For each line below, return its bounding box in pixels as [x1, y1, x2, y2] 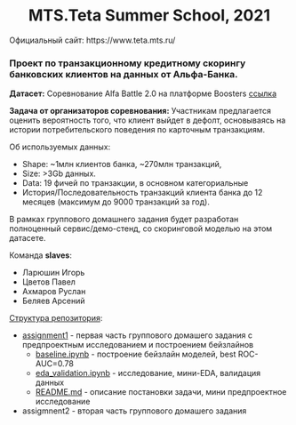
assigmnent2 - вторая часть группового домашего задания [21, 405, 247, 416]
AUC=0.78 [35, 358, 74, 369]
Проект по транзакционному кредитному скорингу [9, 57, 246, 69]
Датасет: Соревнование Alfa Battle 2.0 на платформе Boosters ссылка [9, 88, 277, 99]
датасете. [9, 233, 46, 244]
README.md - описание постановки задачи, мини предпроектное [35, 387, 287, 397]
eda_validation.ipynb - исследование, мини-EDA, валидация [35, 368, 261, 379]
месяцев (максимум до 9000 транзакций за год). [21, 196, 211, 207]
